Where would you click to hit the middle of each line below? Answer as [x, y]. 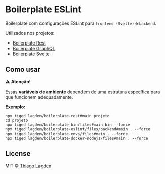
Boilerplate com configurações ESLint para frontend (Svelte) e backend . [81, 23]
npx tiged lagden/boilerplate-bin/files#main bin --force [68, 125]
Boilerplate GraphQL [34, 48]
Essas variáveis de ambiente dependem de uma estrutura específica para [83, 92]
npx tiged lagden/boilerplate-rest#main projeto [57, 116]
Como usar [23, 70]
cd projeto [17, 120]
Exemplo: [15, 107]
